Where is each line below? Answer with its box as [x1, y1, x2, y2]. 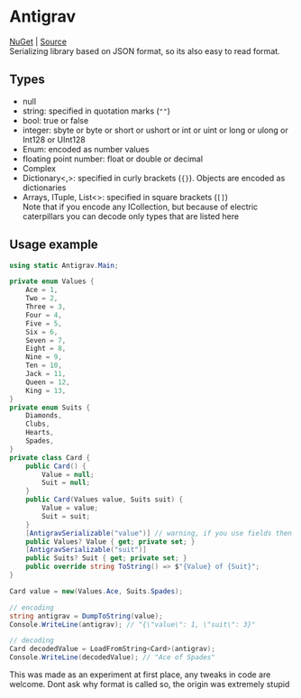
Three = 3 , [25, 302, 67, 312]
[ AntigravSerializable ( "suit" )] [25, 546, 147, 555]
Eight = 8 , [25, 344, 67, 354]
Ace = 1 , [25, 286, 59, 295]
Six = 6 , [25, 327, 59, 336]
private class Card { [9, 453, 91, 462]
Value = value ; [41, 503, 99, 513]
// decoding [9, 636, 54, 646]
